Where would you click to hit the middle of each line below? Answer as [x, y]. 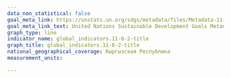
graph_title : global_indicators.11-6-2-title [73, 45]
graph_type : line [32, 32]
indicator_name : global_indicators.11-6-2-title [78, 39]
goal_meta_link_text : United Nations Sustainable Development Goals [107, 26]
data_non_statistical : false [49, 13]
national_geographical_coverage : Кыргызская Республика [89, 52]
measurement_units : [35, 58]
